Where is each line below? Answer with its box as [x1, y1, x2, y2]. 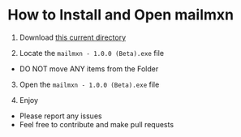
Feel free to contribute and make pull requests [19, 119, 174, 129]
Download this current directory [19, 32, 127, 42]
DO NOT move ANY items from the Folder [19, 63, 159, 74]
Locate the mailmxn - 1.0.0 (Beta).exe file [19, 48, 164, 58]
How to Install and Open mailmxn [7, 6, 235, 24]
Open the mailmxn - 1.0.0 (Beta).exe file [19, 79, 160, 89]
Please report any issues [19, 111, 102, 121]
